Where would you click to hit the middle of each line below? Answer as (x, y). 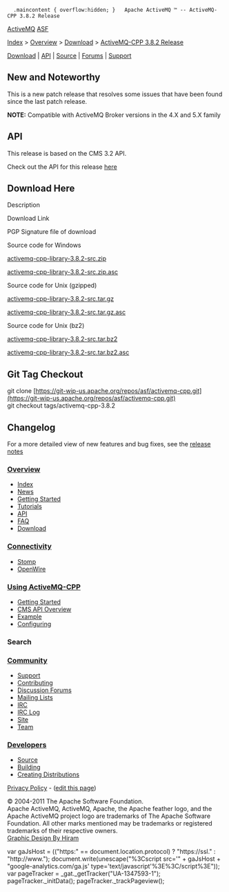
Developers (27, 745)
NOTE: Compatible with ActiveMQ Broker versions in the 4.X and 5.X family (114, 115)
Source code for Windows (44, 245)
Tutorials (30, 507)
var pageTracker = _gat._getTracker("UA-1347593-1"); (84, 874)
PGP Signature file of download (52, 232)
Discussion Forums (44, 690)
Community (27, 660)
